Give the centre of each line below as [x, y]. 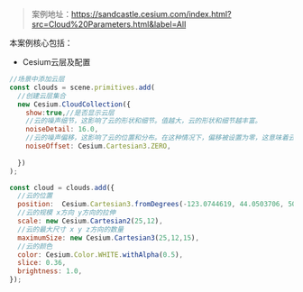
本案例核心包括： [41, 43]
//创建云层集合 [41, 96]
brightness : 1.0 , [50, 271]
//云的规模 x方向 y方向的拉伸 [67, 213]
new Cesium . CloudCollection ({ [74, 104]
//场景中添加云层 [37, 79]
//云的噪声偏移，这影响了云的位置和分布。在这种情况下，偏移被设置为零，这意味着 [157, 138]
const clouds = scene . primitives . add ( [82, 87]
